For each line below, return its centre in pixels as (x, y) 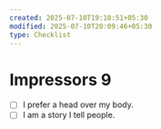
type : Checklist (40, 35)
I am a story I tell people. (69, 115)
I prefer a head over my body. (78, 104)
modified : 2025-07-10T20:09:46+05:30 (81, 26)
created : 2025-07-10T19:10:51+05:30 (79, 18)
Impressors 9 (60, 79)
